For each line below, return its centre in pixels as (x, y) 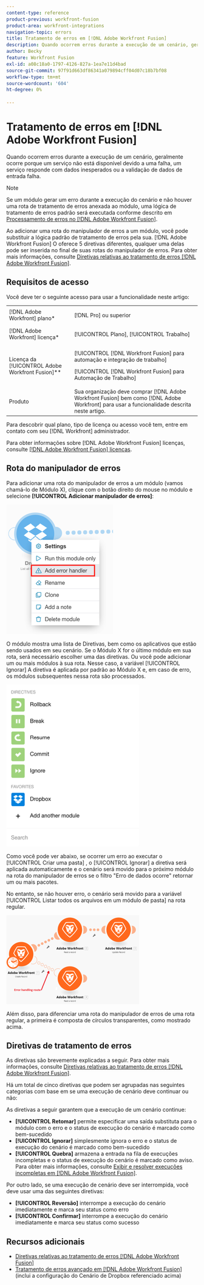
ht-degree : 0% (24, 90)
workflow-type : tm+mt (34, 77)
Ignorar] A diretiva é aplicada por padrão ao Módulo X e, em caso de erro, (99, 669)
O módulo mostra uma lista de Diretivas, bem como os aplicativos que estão (101, 644)
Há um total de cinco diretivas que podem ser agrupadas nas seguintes (96, 1085)
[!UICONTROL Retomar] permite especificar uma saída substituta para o (106, 1121)
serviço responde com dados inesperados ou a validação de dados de (94, 170)
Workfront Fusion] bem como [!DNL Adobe (127, 398)
